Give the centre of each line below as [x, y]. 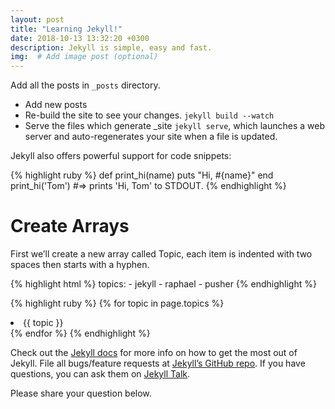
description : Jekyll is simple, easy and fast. [111, 47]
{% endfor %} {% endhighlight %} [80, 333]
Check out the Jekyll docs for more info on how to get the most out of [154, 353]
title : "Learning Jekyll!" [66, 29]
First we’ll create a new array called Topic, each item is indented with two [161, 254]
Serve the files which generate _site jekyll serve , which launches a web [174, 126]
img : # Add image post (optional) [84, 57]
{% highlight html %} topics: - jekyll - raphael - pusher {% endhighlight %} [163, 284]
